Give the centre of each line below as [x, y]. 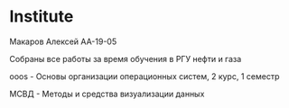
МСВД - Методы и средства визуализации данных [107, 94]
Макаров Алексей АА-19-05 [63, 41]
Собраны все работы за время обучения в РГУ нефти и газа [126, 58]
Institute [42, 17]
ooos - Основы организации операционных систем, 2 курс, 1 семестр [144, 76]
